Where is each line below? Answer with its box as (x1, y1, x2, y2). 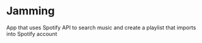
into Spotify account (6, 30, 57, 37)
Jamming (6, 4, 55, 18)
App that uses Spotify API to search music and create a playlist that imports (6, 24, 197, 31)
